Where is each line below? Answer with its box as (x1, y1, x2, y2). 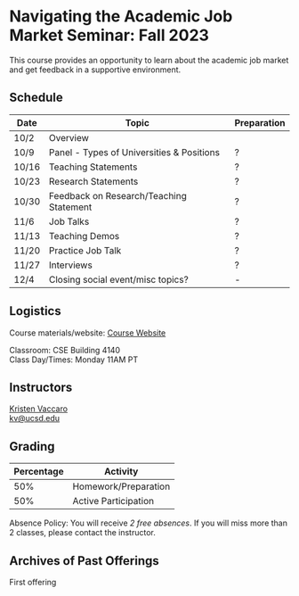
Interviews (48, 259, 93, 271)
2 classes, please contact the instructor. (9, 527, 156, 538)
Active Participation (72, 495, 154, 508)
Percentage (13, 466, 64, 478)
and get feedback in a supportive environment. (9, 64, 182, 75)
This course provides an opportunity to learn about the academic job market (9, 54, 289, 65)
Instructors (9, 379, 73, 394)
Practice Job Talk (48, 244, 122, 256)
